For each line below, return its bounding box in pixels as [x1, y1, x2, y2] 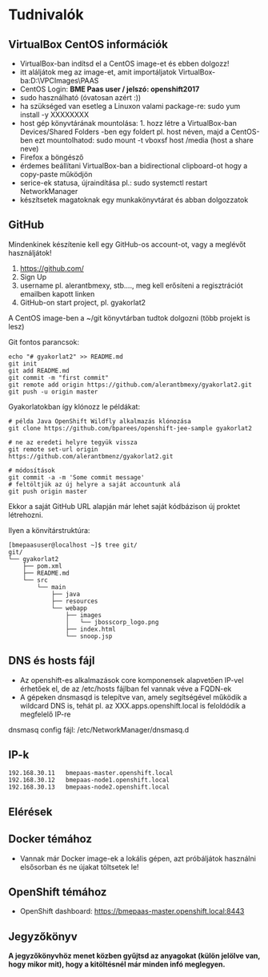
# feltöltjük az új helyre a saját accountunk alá [8, 480, 181, 488]
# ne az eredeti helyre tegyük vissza [8, 438, 138, 446]
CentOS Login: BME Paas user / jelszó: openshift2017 [19, 84, 200, 94]
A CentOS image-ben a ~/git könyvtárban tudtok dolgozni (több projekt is [8, 313, 250, 322]
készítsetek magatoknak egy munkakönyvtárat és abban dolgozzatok [19, 195, 249, 204]
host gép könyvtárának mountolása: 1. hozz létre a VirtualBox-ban [19, 119, 238, 127]
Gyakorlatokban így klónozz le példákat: [8, 402, 141, 411]
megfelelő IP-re [19, 709, 71, 719]
